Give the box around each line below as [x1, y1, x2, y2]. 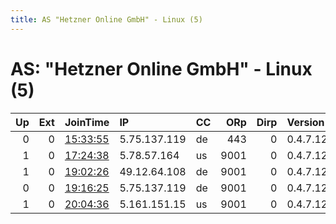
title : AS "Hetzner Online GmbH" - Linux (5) [10, 14, 203, 25]
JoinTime [64, 115, 110, 129]
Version [286, 115, 325, 129]
